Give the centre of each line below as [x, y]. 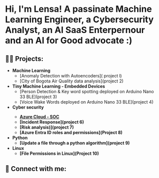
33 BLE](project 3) [38, 97]
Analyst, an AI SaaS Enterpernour [75, 30]
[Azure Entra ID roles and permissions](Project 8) [71, 132]
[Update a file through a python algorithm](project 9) [75, 143]
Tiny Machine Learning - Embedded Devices [59, 86]
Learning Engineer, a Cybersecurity [79, 19]
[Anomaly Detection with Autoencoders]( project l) [71, 76]
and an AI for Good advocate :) [69, 41]
